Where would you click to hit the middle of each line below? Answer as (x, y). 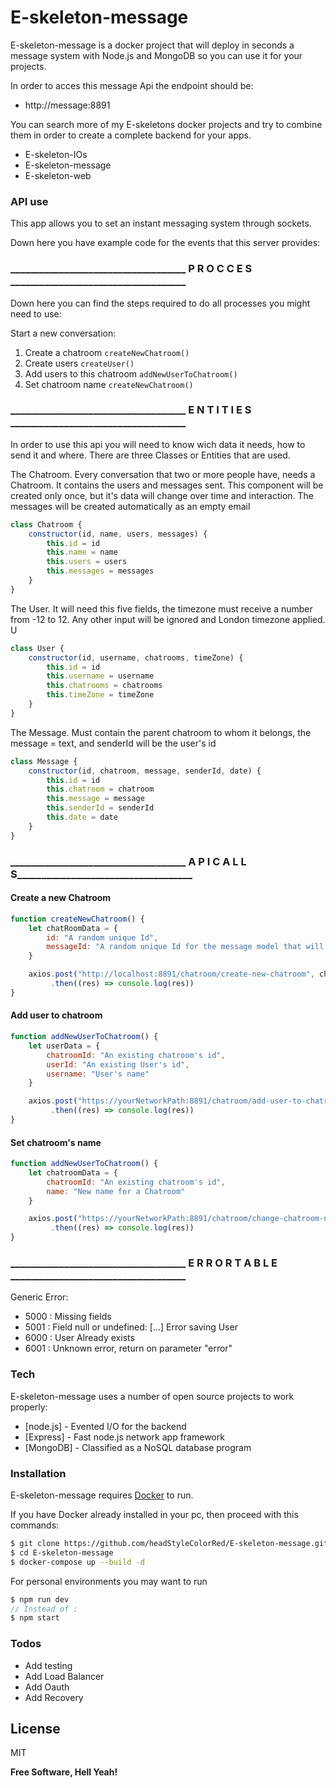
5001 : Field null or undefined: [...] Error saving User (131, 1327)
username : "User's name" (98, 1074)
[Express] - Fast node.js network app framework (124, 1437)
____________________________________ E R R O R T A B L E (144, 1263)
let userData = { (64, 1046)
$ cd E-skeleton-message (62, 1552)
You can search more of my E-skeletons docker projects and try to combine (166, 124)
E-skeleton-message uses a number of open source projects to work (152, 1396)
